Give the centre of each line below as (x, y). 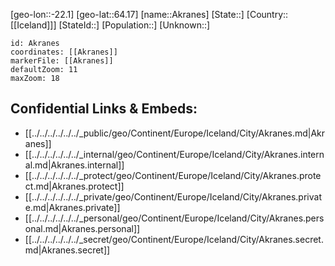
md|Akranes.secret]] (67, 250)
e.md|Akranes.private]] (72, 207)
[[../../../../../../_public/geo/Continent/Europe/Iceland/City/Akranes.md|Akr (175, 133)
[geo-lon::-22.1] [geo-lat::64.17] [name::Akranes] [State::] (127, 14)
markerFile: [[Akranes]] (62, 61)
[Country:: (267, 14)
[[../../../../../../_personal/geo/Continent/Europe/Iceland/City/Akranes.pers (174, 218)
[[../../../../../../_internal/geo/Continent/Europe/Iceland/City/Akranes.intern (174, 154)
